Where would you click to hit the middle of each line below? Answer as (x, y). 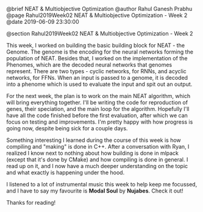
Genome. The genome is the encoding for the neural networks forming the (100, 52)
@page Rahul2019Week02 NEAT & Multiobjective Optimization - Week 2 (97, 15)
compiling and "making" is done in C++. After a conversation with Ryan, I (98, 147)
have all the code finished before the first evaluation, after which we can (97, 115)
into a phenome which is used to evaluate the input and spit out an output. (99, 84)
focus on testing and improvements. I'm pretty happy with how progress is (100, 122)
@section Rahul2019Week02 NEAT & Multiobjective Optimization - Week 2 (100, 34)
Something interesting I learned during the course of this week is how (94, 140)
